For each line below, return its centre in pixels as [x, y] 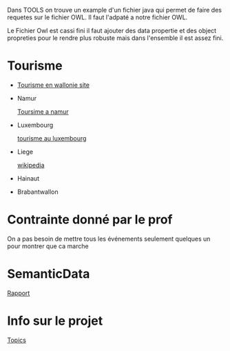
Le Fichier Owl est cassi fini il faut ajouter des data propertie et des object [112, 31]
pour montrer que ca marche [48, 246]
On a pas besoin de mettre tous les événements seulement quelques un [109, 239]
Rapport [19, 293]
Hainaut [28, 178]
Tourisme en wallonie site [53, 85]
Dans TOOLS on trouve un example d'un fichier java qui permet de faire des [115, 10]
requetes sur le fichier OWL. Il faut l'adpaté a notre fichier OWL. [97, 17]
